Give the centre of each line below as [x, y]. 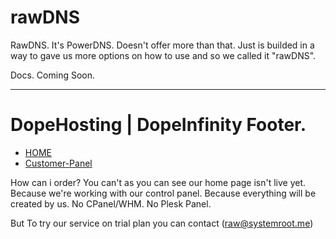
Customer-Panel [58, 163]
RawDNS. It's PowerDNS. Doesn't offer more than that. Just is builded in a [162, 45]
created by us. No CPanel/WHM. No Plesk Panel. [111, 203]
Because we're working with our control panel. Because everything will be [163, 193]
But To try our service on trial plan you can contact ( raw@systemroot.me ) [162, 223]
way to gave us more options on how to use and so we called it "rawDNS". [163, 55]
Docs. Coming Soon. [53, 75]
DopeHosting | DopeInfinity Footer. [158, 125]
